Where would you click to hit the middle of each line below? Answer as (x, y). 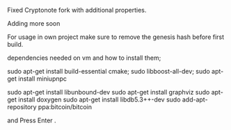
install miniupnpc (43, 79)
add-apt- (195, 99)
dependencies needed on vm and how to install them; (84, 58)
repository (22, 107)
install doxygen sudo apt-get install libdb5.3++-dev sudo (99, 99)
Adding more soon (34, 23)
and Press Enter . (32, 120)
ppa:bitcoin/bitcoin (65, 107)
